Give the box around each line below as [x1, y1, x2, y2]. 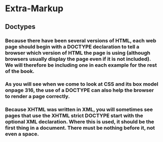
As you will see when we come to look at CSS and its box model [5, 81, 159, 88]
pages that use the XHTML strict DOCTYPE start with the [5, 112, 143, 119]
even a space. [5, 131, 39, 138]
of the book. [5, 68, 35, 74]
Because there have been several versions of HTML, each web [5, 37, 157, 44]
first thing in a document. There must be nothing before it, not [5, 124, 155, 131]
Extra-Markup [5, 3, 64, 14]
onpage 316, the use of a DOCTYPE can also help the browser [5, 87, 154, 94]
